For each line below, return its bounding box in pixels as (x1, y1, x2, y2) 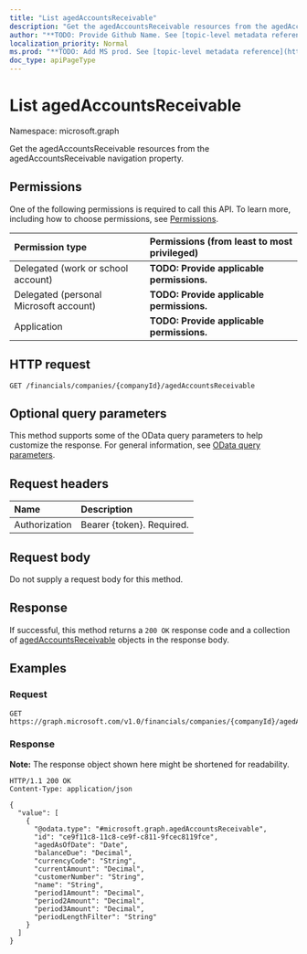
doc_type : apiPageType (9, 56, 96, 65)
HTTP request (9, 357, 91, 373)
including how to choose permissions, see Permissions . (9, 213, 219, 224)
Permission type (14, 240, 88, 253)
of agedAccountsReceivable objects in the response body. (9, 634, 230, 645)
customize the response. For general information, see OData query (9, 440, 261, 450)
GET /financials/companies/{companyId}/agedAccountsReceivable (9, 381, 256, 390)
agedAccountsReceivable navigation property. (9, 153, 185, 164)
